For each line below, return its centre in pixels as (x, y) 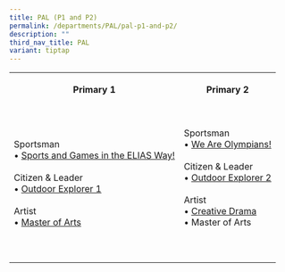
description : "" (39, 34)
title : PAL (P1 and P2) (54, 17)
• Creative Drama (220, 211)
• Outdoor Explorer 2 (228, 177)
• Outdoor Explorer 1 (58, 189)
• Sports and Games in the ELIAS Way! (95, 155)
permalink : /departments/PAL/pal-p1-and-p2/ (93, 26)
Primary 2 (227, 90)
